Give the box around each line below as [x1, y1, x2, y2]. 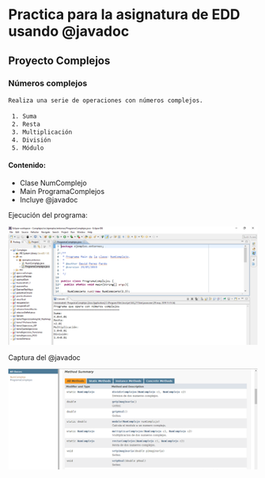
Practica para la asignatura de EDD [8, 6, 240, 24]
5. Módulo [11, 144, 44, 152]
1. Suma [11, 112, 37, 120]
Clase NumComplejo [19, 178, 87, 188]
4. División [11, 136, 51, 144]
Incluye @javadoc [19, 195, 78, 205]
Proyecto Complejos [8, 54, 111, 67]
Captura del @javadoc [8, 352, 81, 362]
